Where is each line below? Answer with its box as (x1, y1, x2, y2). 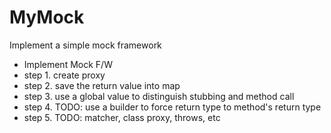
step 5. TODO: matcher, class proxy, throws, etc (23, 111, 221, 123)
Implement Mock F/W (23, 58, 113, 70)
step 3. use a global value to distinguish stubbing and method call (23, 90, 295, 102)
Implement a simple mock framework (9, 39, 162, 51)
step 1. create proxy (23, 69, 106, 81)
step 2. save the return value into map (23, 79, 181, 91)
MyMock (9, 6, 85, 29)
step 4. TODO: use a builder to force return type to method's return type (23, 101, 322, 113)
